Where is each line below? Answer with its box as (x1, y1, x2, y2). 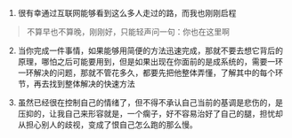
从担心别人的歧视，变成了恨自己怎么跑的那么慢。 (17, 119, 198, 130)
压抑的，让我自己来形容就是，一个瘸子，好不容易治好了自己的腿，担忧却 (17, 109, 283, 119)
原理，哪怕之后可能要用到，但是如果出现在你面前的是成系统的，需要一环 (17, 57, 283, 66)
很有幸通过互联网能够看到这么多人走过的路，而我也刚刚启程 (17, 8, 237, 18)
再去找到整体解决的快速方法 (33, 79, 135, 88)
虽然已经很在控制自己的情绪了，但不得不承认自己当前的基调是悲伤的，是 (17, 97, 283, 108)
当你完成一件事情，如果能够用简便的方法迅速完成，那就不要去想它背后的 (17, 45, 283, 56)
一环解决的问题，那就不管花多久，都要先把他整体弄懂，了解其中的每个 (17, 67, 276, 78)
